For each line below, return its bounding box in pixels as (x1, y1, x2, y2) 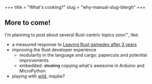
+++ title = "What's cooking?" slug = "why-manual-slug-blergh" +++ (4, 4, 146, 10)
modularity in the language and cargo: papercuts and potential (19, 52, 148, 58)
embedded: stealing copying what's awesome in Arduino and (19, 62, 145, 69)
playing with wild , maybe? (11, 73, 65, 79)
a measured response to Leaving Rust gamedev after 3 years (11, 41, 137, 47)
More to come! (4, 18, 51, 27)
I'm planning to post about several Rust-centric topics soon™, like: (4, 32, 140, 38)
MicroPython (19, 68, 46, 74)
